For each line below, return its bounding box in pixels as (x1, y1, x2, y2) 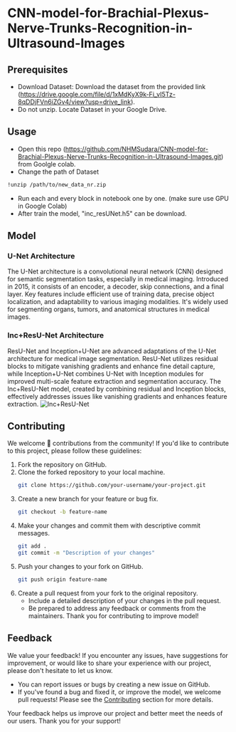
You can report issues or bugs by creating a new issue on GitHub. (17, 680, 210, 689)
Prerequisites (7, 63, 68, 75)
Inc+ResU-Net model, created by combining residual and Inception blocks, (7, 385, 226, 393)
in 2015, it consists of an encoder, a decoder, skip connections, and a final (7, 283, 225, 291)
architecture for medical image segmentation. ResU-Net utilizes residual (7, 354, 218, 362)
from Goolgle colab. (17, 160, 76, 168)
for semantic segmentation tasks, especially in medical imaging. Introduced (7, 275, 229, 283)
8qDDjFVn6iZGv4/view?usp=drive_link (17, 98, 132, 106)
